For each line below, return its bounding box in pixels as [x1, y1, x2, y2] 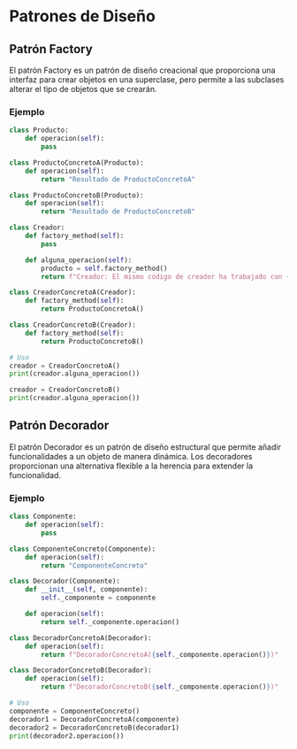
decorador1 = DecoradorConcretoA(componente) [9, 714, 179, 723]
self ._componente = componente [41, 593, 156, 603]
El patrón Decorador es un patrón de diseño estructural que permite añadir [9, 441, 281, 452]
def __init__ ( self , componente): [25, 585, 148, 594]
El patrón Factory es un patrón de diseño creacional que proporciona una [9, 65, 276, 75]
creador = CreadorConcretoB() [9, 385, 121, 395]
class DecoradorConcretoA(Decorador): [9, 633, 152, 643]
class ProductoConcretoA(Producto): [9, 158, 144, 167]
